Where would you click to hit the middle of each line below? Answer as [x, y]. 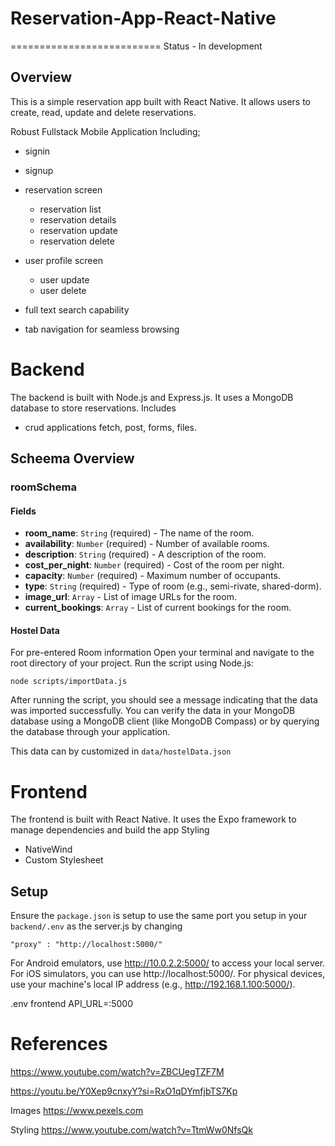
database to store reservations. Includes [93, 408]
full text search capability [77, 309]
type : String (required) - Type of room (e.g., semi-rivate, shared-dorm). [173, 586]
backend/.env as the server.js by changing [96, 926]
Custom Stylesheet [64, 860]
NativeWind [48, 849]
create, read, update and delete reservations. [103, 112]
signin [37, 151]
